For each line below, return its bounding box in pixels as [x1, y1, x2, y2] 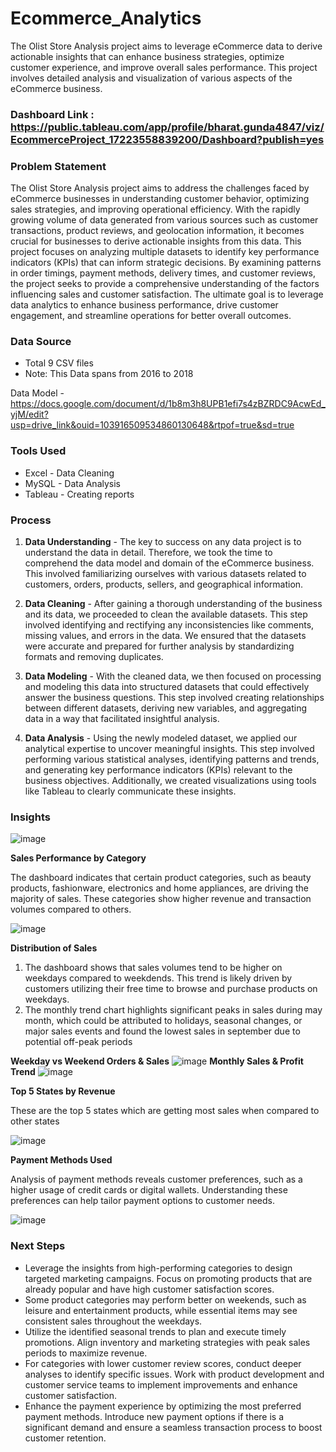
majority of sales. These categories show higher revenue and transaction [10, 893, 312, 905]
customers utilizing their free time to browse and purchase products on [24, 983, 318, 995]
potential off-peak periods [24, 1036, 133, 1048]
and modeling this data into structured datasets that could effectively [24, 681, 310, 693]
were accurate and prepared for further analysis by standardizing [24, 640, 295, 652]
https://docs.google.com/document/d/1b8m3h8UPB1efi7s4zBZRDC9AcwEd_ [10, 398, 326, 410]
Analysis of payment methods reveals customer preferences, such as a [10, 1173, 303, 1186]
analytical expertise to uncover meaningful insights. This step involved [24, 743, 315, 755]
